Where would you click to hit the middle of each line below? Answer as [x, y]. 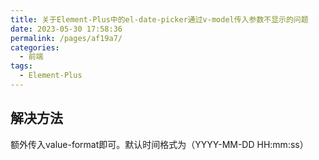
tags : [21, 66]
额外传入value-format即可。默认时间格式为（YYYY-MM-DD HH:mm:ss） [159, 144]
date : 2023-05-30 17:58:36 [66, 29]
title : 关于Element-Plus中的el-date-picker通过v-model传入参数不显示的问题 [159, 19]
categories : [35, 47]
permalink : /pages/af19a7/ [66, 38]
